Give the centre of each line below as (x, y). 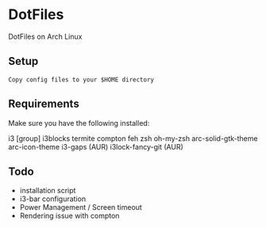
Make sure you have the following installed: (79, 123)
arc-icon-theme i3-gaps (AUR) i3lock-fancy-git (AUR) (96, 146)
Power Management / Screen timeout (81, 207)
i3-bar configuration (52, 199)
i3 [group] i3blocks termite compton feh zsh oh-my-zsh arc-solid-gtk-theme (133, 138)
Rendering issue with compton (69, 216)
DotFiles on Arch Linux (45, 36)
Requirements (44, 104)
